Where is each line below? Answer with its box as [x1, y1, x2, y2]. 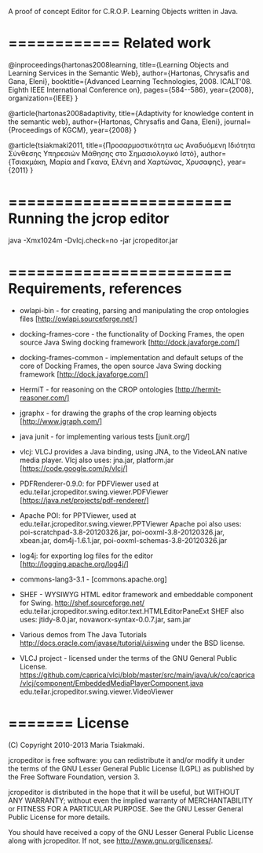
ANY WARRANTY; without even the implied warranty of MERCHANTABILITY [8, 796, 254, 805]
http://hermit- [177, 385, 221, 394]
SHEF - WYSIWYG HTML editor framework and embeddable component [19, 589, 254, 599]
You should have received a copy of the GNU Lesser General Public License [8, 827, 254, 837]
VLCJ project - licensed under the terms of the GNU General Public [19, 653, 237, 662]
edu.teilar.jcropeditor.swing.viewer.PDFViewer [19, 487, 169, 497]
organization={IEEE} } [8, 93, 79, 103]
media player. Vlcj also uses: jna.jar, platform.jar [19, 455, 174, 465]
